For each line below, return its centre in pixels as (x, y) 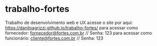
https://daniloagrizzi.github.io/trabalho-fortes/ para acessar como (72, 27)
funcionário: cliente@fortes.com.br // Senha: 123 (54, 38)
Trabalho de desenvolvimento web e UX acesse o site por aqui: (69, 23)
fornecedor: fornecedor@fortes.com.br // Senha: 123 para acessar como (78, 33)
